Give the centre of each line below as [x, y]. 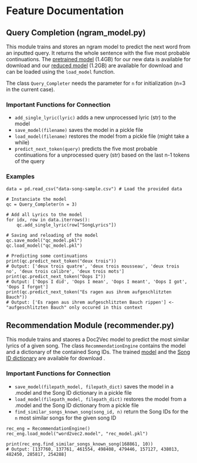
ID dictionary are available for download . [56, 358]
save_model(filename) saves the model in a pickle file [79, 130]
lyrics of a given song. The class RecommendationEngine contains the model [96, 346]
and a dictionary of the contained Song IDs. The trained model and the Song [98, 352]
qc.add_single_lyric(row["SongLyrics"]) [67, 225]
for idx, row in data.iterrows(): [48, 220]
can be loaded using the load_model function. [61, 72]
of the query [30, 161]
